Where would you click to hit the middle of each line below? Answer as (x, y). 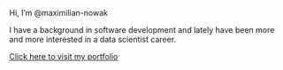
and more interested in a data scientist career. (93, 39)
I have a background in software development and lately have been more (142, 30)
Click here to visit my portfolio (64, 56)
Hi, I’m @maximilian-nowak (59, 13)
